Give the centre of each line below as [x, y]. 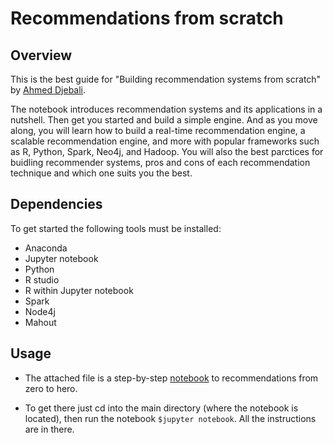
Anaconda [46, 248]
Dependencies [56, 204]
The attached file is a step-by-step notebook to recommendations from [171, 378]
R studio [42, 279]
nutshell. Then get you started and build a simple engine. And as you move [164, 120]
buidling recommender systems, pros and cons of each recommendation [160, 162]
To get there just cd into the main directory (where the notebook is [161, 408]
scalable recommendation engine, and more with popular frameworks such [165, 141]
